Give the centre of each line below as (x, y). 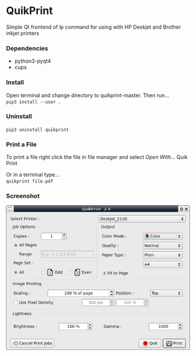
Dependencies (27, 48)
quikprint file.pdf (30, 182)
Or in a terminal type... (33, 175)
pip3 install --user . (34, 102)
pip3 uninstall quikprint (37, 130)
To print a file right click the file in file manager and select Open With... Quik (97, 157)
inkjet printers (23, 33)
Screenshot (23, 196)
